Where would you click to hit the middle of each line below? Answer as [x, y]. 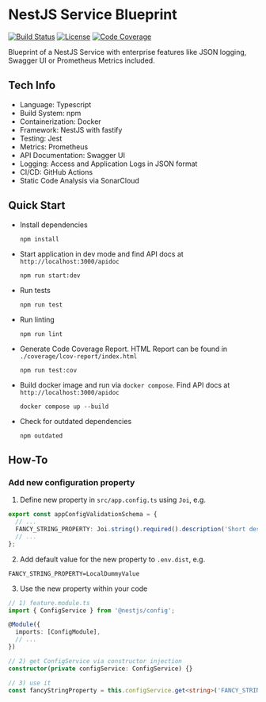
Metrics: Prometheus [54, 147]
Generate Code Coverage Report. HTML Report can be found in [123, 349]
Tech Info [32, 85]
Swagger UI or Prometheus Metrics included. [82, 60]
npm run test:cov [48, 370]
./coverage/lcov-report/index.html [78, 356]
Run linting [37, 319]
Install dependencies [54, 225]
